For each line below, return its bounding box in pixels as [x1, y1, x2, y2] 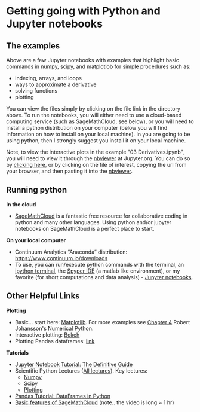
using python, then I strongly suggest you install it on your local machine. [6, 137, 186, 144]
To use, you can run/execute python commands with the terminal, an [14, 261, 184, 268]
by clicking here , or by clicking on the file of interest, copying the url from [6, 161, 187, 168]
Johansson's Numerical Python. [14, 325, 94, 332]
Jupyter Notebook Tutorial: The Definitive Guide [14, 361, 133, 368]
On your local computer [6, 236, 66, 243]
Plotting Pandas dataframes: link [14, 337, 95, 344]
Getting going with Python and [6, 4, 161, 18]
